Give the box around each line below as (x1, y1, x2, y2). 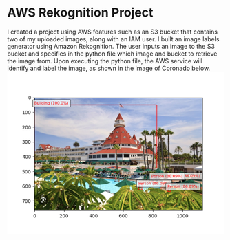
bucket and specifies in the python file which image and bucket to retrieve (7, 50, 218, 58)
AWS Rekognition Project (7, 5, 154, 21)
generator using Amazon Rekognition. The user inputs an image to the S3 (7, 42, 216, 50)
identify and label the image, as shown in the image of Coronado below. (7, 64, 211, 72)
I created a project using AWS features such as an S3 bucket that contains (7, 28, 218, 36)
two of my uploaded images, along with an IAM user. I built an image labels (7, 34, 220, 43)
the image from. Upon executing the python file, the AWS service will (7, 56, 203, 65)
